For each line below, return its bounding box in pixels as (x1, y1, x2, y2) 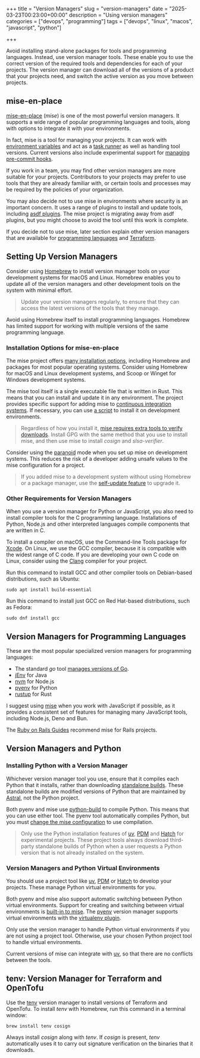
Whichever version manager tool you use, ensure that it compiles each (6, 775, 180, 782)
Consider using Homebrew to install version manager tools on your (6, 267, 170, 274)
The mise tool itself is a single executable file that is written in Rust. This (6, 387, 183, 394)
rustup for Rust (14, 690, 52, 698)
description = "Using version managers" (68, 11, 168, 18)
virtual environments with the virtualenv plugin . (6, 914, 121, 921)
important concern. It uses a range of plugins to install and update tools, (6, 203, 183, 211)
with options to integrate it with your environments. (6, 125, 131, 132)
